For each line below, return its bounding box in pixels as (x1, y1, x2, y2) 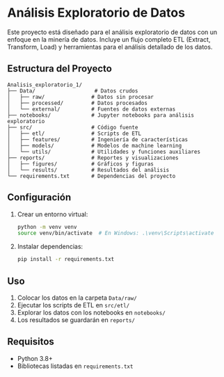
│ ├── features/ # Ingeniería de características (7, 136, 189, 143)
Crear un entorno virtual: (17, 210, 88, 218)
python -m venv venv (17, 223, 77, 230)
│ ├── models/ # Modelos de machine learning (7, 142, 182, 149)
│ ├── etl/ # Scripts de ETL (7, 130, 141, 137)
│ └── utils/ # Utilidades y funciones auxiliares (7, 148, 200, 155)
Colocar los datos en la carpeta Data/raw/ (17, 294, 137, 302)
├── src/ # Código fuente (7, 124, 138, 131)
